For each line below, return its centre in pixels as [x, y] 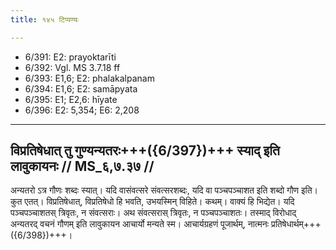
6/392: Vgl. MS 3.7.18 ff [72, 67]
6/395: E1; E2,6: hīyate [71, 99]
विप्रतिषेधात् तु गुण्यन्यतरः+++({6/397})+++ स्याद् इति [145, 151]
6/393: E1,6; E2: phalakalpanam [89, 78]
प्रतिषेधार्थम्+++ [296, 224]
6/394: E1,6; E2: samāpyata [81, 88]
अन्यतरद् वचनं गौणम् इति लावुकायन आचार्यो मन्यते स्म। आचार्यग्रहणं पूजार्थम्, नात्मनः [140, 224]
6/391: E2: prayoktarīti [70, 57]
